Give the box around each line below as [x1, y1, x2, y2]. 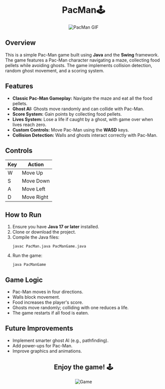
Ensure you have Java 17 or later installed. [12, 224, 99, 230]
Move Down [21, 178, 50, 185]
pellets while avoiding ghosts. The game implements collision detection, [5, 62, 153, 68]
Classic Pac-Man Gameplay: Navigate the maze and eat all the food [12, 95, 153, 101]
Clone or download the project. [12, 229, 76, 235]
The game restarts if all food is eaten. [12, 310, 89, 316]
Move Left [21, 186, 46, 193]
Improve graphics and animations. [12, 348, 82, 354]
